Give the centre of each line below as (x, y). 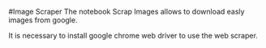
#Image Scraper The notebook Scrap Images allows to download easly (127, 12)
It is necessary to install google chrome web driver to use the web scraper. (133, 36)
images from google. (43, 20)
